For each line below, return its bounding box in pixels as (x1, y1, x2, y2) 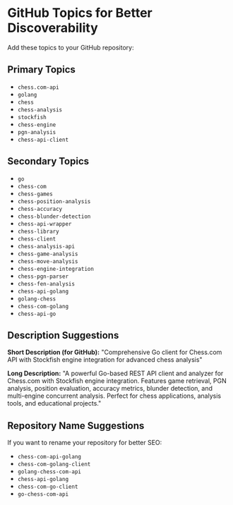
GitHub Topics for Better (7, 5, 153, 21)
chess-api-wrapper (17, 220, 72, 227)
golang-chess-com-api (17, 468, 81, 475)
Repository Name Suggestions (7, 420, 145, 432)
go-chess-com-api (17, 491, 69, 498)
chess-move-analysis (17, 257, 78, 265)
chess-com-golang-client (17, 461, 91, 468)
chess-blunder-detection (17, 213, 91, 220)
